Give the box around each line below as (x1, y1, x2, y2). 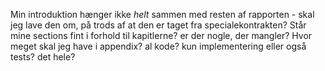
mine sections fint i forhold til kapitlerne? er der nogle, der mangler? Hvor (10, 30, 313, 41)
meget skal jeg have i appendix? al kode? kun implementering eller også (10, 40, 307, 52)
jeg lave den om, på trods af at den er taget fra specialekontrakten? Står (10, 19, 307, 31)
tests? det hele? (10, 51, 76, 63)
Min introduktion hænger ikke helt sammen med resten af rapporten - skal (10, 9, 315, 20)
